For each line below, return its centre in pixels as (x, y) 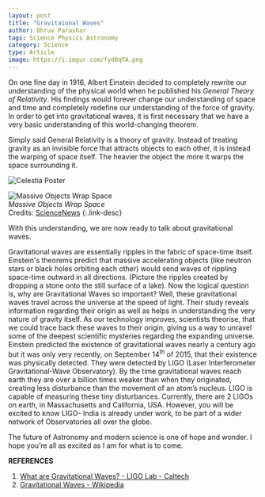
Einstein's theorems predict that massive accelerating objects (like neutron (130, 260)
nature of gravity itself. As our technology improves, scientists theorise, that (132, 319)
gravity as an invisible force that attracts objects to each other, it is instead (129, 148)
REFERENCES (31, 461)
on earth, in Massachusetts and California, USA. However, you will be (121, 404)
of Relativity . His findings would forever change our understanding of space (132, 99)
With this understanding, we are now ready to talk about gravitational (121, 227)
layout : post (30, 15)
